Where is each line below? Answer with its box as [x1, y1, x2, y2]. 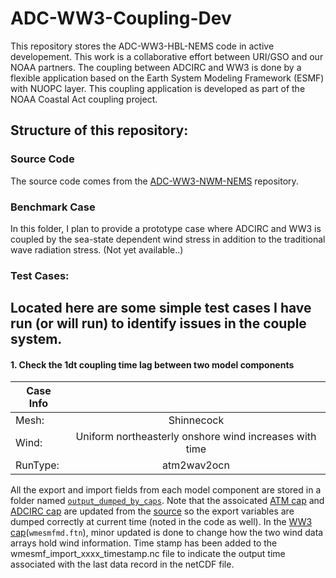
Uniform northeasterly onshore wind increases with [75, 430, 317, 444]
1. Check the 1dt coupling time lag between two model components [10, 358, 295, 371]
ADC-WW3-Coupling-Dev [10, 7, 232, 30]
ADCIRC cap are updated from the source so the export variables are [10, 505, 295, 517]
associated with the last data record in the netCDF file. [10, 558, 235, 571]
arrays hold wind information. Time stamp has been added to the [10, 537, 278, 549]
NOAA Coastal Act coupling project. [10, 93, 158, 105]
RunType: [15, 458, 60, 472]
